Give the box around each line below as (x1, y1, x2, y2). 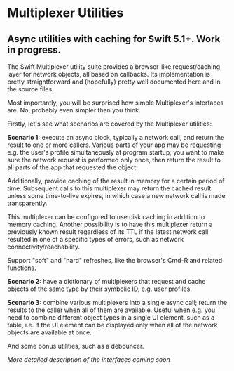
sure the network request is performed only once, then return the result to (7, 156, 221, 164)
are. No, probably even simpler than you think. (7, 106, 141, 114)
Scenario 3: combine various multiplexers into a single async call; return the (7, 299, 228, 306)
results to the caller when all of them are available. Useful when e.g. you (7, 306, 216, 314)
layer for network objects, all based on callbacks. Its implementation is (7, 70, 210, 78)
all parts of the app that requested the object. (7, 163, 138, 171)
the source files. (7, 85, 54, 93)
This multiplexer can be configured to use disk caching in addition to (7, 213, 205, 221)
